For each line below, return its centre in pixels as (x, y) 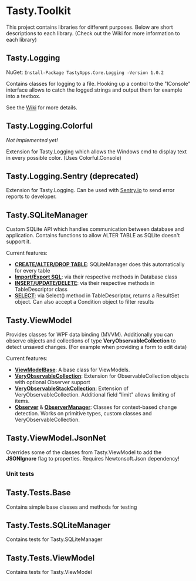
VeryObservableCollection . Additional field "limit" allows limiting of (95, 394)
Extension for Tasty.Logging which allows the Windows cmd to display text (96, 152)
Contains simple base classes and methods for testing (72, 507)
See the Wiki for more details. (42, 108)
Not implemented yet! (32, 140)
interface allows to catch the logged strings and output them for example (94, 90)
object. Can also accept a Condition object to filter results (84, 302)
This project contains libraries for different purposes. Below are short (89, 27)
